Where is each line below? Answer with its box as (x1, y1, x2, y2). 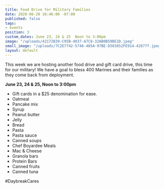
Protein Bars (12, 158, 38, 164)
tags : (5, 21, 16, 26)
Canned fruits (12, 163, 40, 169)
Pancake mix (12, 101, 38, 107)
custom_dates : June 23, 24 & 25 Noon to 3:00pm (5, 35, 106, 40)
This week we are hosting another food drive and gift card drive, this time (5, 62, 153, 67)
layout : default (5, 48, 38, 53)
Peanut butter (12, 111, 40, 117)
